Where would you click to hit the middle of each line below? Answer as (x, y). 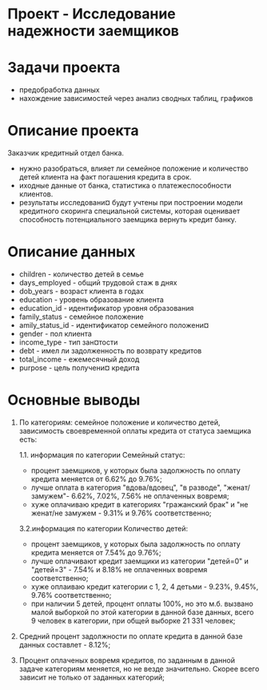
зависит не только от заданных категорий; (92, 677)
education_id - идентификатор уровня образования (106, 308)
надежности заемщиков (93, 31)
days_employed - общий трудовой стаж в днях (98, 282)
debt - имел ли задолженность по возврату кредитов (110, 351)
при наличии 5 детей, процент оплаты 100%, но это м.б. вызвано (142, 603)
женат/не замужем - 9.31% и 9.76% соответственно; (122, 513)
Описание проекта (73, 131)
